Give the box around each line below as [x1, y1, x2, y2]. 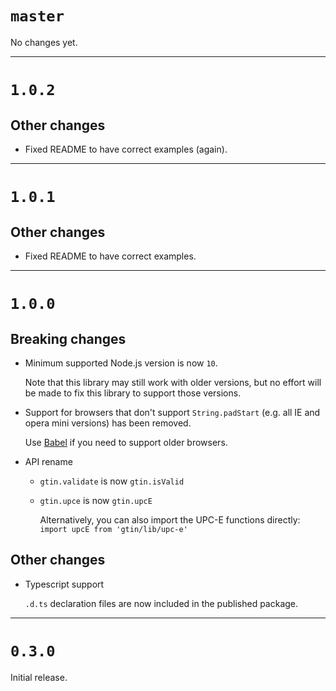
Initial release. [10, 671, 68, 683]
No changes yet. [10, 36, 78, 48]
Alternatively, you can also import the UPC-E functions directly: [39, 513, 301, 526]
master [10, 7, 65, 26]
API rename [24, 455, 73, 467]
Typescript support [24, 578, 105, 590]
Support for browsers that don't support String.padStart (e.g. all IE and [24, 406, 321, 418]
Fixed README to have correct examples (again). [24, 143, 228, 155]
